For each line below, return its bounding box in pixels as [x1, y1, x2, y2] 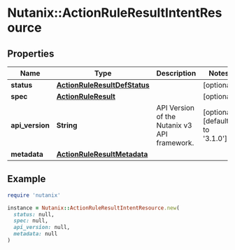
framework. [156, 138, 194, 148]
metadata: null [13, 230, 58, 237]
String [56, 120, 78, 130]
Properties [7, 48, 55, 60]
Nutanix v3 [156, 120, 192, 130]
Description [156, 69, 197, 78]
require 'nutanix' [7, 191, 61, 199]
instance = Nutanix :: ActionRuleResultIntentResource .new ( [7, 204, 180, 211]
